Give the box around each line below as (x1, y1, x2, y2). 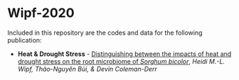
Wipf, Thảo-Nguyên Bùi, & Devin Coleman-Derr (17, 64, 158, 73)
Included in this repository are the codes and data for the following (7, 28, 203, 37)
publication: (7, 35, 42, 44)
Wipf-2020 (7, 5, 75, 21)
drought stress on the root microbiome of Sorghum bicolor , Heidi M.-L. (17, 57, 225, 65)
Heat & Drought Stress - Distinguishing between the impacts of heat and (17, 50, 232, 58)
